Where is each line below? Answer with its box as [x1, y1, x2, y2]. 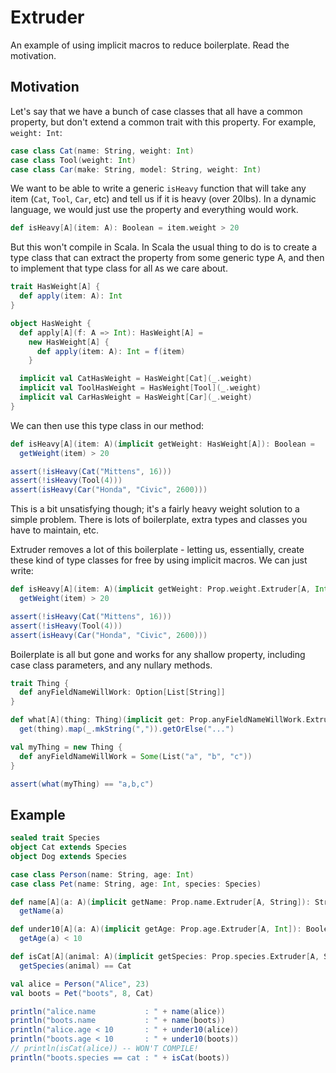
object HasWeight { [10, 318, 92, 328]
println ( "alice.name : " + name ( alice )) [10, 1006, 226, 1016]
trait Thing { [10, 678, 70, 688]
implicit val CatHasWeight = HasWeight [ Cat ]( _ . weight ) [19, 374, 253, 384]
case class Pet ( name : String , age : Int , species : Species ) [10, 879, 262, 889]
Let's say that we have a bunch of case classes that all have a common [10, 105, 303, 117]
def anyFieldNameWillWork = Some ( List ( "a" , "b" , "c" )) [19, 751, 253, 761]
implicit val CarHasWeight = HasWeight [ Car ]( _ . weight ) [19, 392, 253, 402]
